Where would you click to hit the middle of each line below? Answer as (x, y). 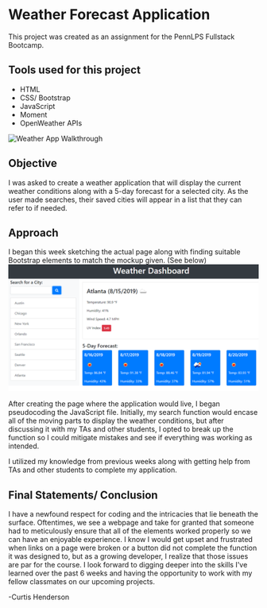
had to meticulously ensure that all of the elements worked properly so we (130, 531)
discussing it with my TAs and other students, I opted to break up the (121, 429)
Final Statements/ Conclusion (83, 495)
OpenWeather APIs (51, 123)
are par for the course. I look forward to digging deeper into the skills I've (128, 565)
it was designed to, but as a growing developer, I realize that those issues (128, 556)
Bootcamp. (26, 45)
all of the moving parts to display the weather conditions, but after (116, 421)
